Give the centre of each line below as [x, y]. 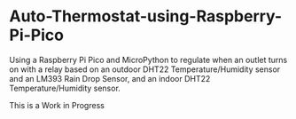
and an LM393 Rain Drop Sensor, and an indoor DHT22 [110, 78]
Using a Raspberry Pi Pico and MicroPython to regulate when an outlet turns [148, 59]
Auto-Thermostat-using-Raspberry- [146, 16]
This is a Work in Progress [57, 105]
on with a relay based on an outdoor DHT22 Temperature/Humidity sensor [145, 69]
